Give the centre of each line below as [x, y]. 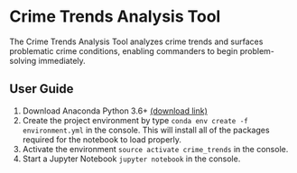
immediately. [62, 60]
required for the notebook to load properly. [102, 139]
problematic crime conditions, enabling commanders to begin [124, 50]
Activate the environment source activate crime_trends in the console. [155, 149]
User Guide [42, 89]
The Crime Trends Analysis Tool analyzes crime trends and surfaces [136, 41]
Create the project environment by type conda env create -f [135, 120]
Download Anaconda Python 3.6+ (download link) [115, 111]
